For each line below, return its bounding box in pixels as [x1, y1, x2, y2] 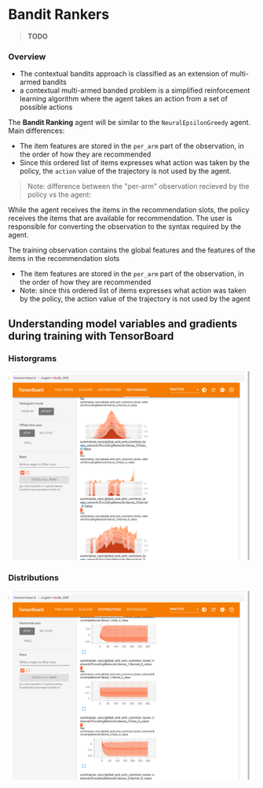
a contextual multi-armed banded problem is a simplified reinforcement [19, 86, 250, 95]
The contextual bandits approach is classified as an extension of [19, 69, 228, 79]
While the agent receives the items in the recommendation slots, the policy [8, 205, 250, 215]
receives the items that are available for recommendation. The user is [8, 214, 232, 223]
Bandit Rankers [8, 6, 110, 24]
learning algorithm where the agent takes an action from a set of [19, 94, 228, 104]
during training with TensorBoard [8, 329, 174, 343]
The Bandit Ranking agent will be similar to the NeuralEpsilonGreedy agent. [8, 118, 251, 127]
